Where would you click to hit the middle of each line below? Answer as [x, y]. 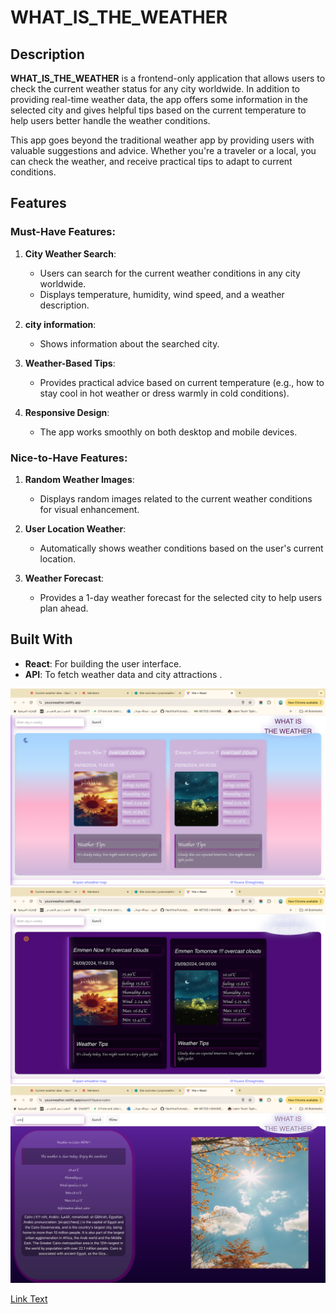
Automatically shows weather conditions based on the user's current [181, 548]
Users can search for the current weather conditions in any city [170, 273]
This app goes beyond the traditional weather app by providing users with [162, 140]
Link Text [29, 1298]
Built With [41, 639]
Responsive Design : [67, 412]
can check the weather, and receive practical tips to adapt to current [151, 161]
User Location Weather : [75, 528]
